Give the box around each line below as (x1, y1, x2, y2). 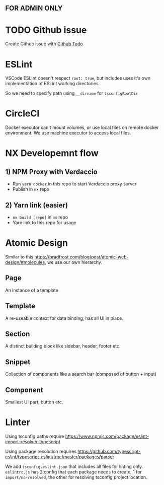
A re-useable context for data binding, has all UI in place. (5, 315, 123, 321)
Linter (5, 417, 30, 428)
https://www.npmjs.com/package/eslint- (65, 433, 149, 439)
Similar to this (5, 254, 34, 260)
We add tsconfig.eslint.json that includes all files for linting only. (5, 463, 143, 469)
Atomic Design (5, 237, 68, 249)
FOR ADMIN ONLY (5, 4, 63, 13)
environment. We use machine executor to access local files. (5, 130, 131, 136)
